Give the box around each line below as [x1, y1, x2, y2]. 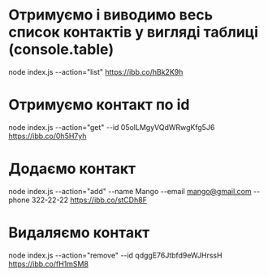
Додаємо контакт [8, 160, 136, 178]
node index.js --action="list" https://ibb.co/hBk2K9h [8, 67, 184, 76]
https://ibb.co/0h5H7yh [8, 131, 87, 141]
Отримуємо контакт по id [8, 96, 190, 115]
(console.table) [8, 41, 115, 58]
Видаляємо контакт [8, 223, 150, 241]
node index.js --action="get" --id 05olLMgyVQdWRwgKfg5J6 [8, 122, 215, 132]
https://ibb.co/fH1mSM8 [8, 258, 89, 269]
